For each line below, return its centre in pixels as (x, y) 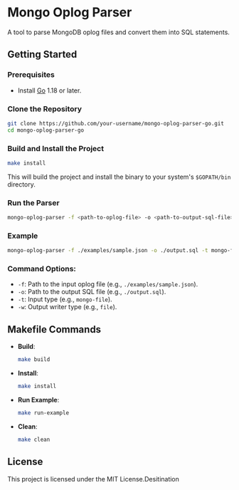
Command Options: (42, 269)
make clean (34, 439)
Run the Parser (33, 202)
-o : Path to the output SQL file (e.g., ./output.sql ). (92, 292)
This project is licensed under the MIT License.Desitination (94, 479)
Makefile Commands (54, 329)
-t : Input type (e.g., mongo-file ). (65, 299)
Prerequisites (31, 75)
